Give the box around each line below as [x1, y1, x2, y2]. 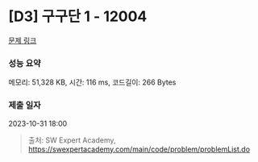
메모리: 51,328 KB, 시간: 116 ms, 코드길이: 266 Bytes [8, 77, 177, 87]
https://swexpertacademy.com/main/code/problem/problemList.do [27, 144, 251, 154]
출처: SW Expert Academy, [27, 135, 116, 145]
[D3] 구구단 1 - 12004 [8, 7, 148, 26]
